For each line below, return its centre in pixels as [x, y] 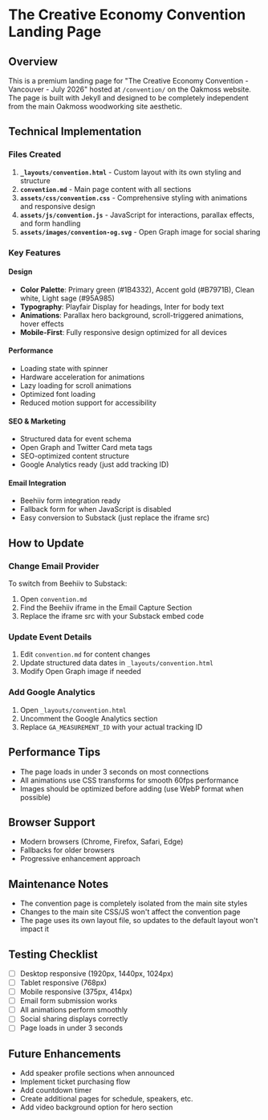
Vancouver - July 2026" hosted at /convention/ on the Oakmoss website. [130, 89]
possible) [35, 797]
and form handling [50, 223]
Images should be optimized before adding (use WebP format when [132, 788]
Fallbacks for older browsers [67, 850]
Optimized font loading [58, 394]
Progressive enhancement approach [80, 859]
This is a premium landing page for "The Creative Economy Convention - [128, 81]
